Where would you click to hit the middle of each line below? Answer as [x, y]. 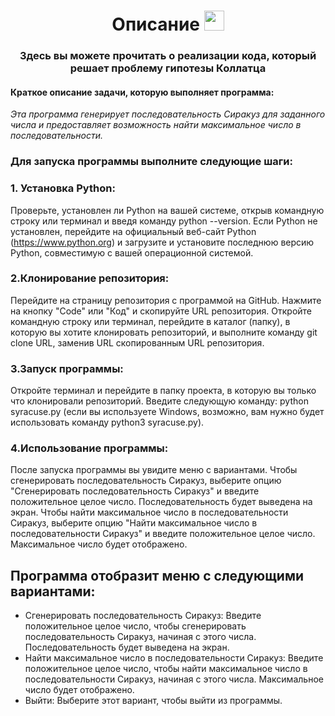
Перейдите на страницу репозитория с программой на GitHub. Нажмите [166, 300]
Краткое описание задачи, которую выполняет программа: [142, 92]
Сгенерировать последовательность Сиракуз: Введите [143, 616]
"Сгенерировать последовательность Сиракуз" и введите [135, 491]
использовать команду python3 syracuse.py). [107, 422]
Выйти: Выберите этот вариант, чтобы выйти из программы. [153, 701]
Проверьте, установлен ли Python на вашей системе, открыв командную [167, 210]
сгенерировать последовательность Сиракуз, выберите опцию [146, 481]
